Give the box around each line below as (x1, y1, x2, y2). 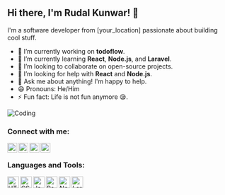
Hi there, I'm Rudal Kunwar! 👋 (7, 7, 139, 19)
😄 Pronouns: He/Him (17, 84, 80, 93)
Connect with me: (7, 126, 70, 136)
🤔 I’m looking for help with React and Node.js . (17, 69, 153, 78)
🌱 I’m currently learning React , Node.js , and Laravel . (17, 54, 172, 63)
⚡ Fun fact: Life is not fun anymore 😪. (17, 93, 129, 101)
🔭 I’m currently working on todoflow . (17, 47, 125, 55)
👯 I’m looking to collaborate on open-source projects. (17, 61, 173, 71)
